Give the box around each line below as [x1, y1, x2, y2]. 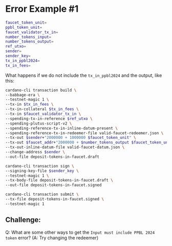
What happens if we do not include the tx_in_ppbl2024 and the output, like [5, 72, 162, 78]
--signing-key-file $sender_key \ [5, 168, 79, 173]
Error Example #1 [5, 3, 79, 15]
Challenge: [5, 216, 41, 224]
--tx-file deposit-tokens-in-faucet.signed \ [5, 197, 104, 202]
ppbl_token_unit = [5, 25, 42, 30]
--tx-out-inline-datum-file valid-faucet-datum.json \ [5, 145, 125, 150]
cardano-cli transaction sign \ [5, 163, 74, 169]
